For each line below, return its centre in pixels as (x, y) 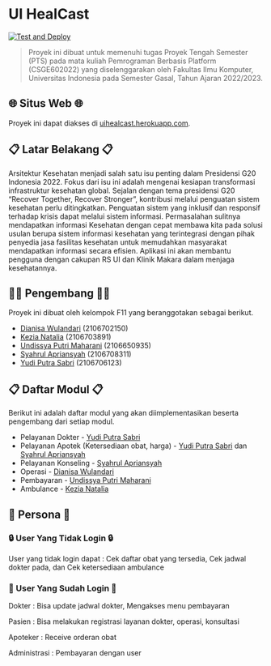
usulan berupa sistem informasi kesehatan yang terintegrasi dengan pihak (131, 233)
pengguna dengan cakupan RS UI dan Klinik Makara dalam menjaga (121, 259)
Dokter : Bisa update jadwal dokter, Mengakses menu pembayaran (119, 606)
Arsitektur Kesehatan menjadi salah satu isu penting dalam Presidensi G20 (132, 173)
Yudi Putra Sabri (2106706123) (71, 363)
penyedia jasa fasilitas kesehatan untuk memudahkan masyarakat (118, 242)
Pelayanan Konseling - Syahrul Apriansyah (91, 463)
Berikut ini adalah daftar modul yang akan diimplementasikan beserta (123, 413)
